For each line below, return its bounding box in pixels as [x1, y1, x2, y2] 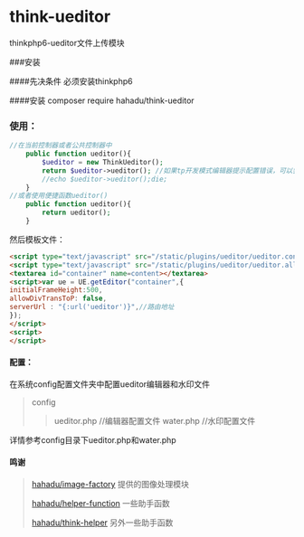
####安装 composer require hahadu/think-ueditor [9, 95, 195, 106]
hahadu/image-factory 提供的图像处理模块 [31, 479, 190, 490]
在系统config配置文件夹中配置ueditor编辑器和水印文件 [9, 378, 211, 390]
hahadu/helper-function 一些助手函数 [31, 498, 170, 509]
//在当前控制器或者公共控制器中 [9, 141, 112, 150]
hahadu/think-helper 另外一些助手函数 [31, 517, 174, 528]
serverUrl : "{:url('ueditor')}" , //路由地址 [9, 303, 175, 312]
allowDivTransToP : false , [9, 294, 107, 304]
